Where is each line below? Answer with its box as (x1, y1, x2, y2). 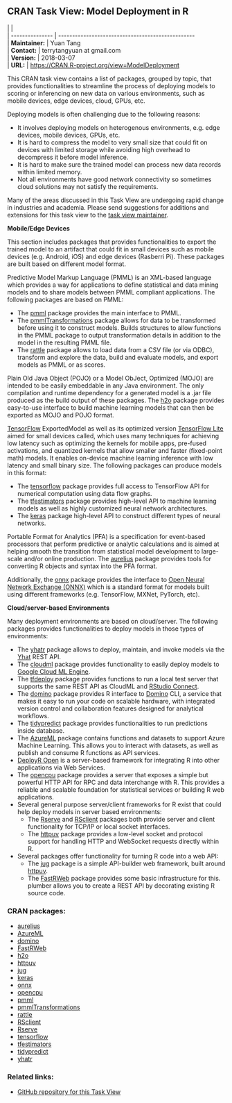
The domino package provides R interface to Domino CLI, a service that (17, 689, 222, 697)
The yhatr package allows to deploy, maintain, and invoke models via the (17, 645, 225, 654)
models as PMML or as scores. (17, 360, 106, 369)
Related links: (7, 1072, 54, 1082)
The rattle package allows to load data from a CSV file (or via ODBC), (17, 345, 215, 354)
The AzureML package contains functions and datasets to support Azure (17, 733, 226, 742)
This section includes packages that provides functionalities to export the (7, 238, 217, 246)
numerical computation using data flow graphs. (17, 489, 152, 497)
